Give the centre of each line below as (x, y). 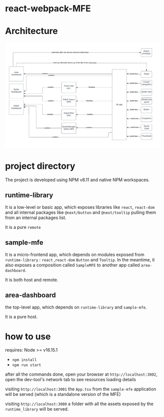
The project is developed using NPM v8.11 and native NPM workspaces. (77, 180)
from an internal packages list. (36, 218)
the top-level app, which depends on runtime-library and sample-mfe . (76, 307)
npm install (24, 360)
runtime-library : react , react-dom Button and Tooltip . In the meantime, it (80, 259)
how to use (28, 337)
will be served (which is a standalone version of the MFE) (63, 394)
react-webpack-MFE (48, 9)
